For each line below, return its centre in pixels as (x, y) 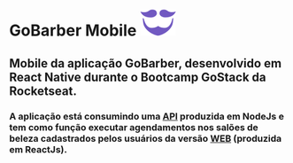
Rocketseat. (43, 91)
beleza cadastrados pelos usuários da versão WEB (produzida (146, 138)
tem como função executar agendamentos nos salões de (134, 127)
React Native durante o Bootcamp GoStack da (138, 77)
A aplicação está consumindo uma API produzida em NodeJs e (147, 116)
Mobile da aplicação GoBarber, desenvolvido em (145, 63)
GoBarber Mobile (73, 31)
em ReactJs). (39, 149)
